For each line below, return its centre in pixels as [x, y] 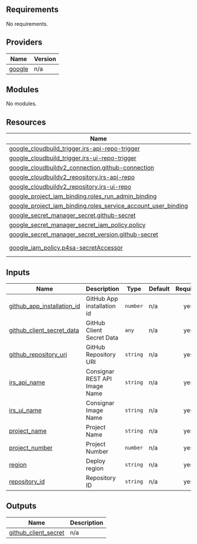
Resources [26, 122]
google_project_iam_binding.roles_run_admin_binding [83, 196]
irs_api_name [27, 382]
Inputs [18, 272]
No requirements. [27, 23]
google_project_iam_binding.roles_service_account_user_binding [98, 206]
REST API [99, 379]
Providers [24, 43]
